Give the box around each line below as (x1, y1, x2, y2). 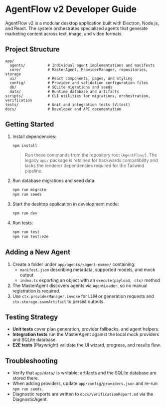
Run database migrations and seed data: (12, 177, 96, 183)
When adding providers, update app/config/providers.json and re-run (12, 380, 158, 386)
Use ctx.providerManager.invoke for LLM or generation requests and (12, 293, 155, 299)
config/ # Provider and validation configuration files (9, 80, 149, 85)
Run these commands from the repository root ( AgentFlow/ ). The (24, 152, 158, 158)
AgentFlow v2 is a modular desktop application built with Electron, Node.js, (5, 20, 160, 26)
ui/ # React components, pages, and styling (9, 76, 133, 81)
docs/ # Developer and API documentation (5, 106, 122, 111)
